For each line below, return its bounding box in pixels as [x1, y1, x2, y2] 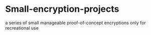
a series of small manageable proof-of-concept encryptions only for [5, 20, 146, 26]
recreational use [5, 25, 39, 31]
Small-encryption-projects [5, 3, 119, 15]
